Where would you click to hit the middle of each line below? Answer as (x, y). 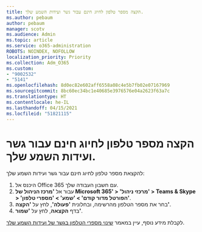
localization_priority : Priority (49, 57)
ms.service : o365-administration (49, 46)
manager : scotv (26, 29)
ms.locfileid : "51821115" (39, 114)
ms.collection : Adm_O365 (38, 63)
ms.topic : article (30, 40)
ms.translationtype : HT (37, 97)
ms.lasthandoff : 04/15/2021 (42, 108)
